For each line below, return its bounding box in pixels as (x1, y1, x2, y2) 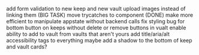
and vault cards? (6, 43, 47, 50)
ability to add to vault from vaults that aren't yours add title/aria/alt (6, 30, 170, 38)
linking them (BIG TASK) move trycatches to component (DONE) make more (6, 11, 194, 19)
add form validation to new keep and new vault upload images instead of (6, 5, 186, 12)
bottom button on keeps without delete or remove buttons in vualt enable (6, 24, 186, 31)
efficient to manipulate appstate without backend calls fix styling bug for (6, 18, 185, 25)
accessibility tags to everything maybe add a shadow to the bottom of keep (6, 37, 193, 44)
